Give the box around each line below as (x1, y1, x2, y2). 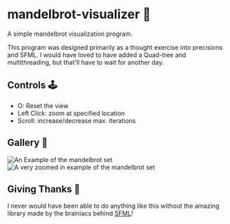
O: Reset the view (17, 101, 69, 110)
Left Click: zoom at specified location (17, 109, 125, 117)
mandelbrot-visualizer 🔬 (7, 6, 151, 22)
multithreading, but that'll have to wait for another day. (7, 58, 164, 66)
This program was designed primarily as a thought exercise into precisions (7, 43, 223, 51)
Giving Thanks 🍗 (7, 183, 81, 195)
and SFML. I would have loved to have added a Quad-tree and (7, 51, 187, 59)
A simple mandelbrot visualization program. (7, 29, 133, 38)
